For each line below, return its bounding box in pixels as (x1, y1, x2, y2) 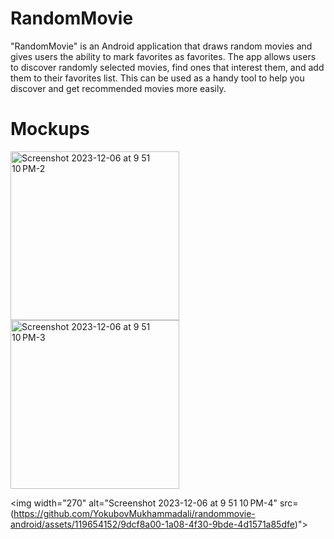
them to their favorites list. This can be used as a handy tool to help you (10, 72, 305, 84)
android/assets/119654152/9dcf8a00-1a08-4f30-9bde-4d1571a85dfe (10, 518, 295, 530)
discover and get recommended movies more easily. (10, 82, 227, 94)
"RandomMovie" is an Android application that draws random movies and (10, 40, 313, 52)
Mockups (10, 118, 90, 141)
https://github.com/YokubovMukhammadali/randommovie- (13, 507, 256, 519)
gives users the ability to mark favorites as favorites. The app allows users (10, 50, 317, 62)
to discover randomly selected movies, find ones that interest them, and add (10, 61, 325, 73)
